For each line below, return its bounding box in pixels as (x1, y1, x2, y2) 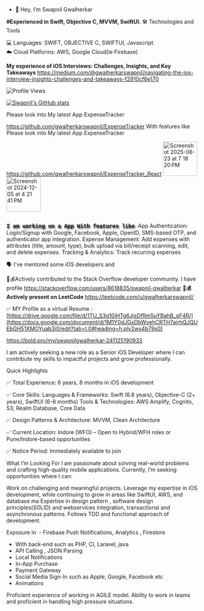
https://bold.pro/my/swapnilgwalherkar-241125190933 (6, 337, 143, 344)
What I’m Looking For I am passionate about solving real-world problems (6, 459, 189, 467)
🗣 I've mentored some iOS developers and (6, 261, 115, 268)
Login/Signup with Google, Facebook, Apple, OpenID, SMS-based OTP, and (6, 229, 197, 237)
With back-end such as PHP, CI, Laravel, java (15, 541, 129, 548)
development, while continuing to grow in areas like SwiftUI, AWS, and (6, 491, 183, 498)
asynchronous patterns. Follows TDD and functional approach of (6, 511, 169, 518)
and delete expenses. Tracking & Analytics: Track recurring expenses (6, 248, 181, 256)
